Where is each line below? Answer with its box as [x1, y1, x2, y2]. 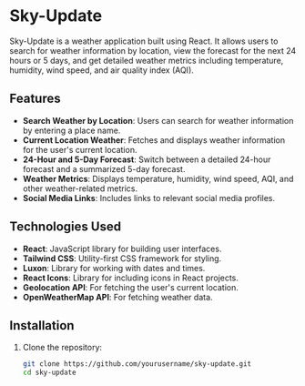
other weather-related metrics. [22, 183, 138, 194]
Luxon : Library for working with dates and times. [22, 262, 206, 273]
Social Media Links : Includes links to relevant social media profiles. [22, 192, 276, 203]
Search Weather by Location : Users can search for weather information [22, 115, 294, 126]
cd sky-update [22, 368, 76, 378]
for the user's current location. [22, 144, 137, 155]
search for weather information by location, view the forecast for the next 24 [9, 45, 297, 56]
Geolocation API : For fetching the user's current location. [22, 281, 239, 292]
